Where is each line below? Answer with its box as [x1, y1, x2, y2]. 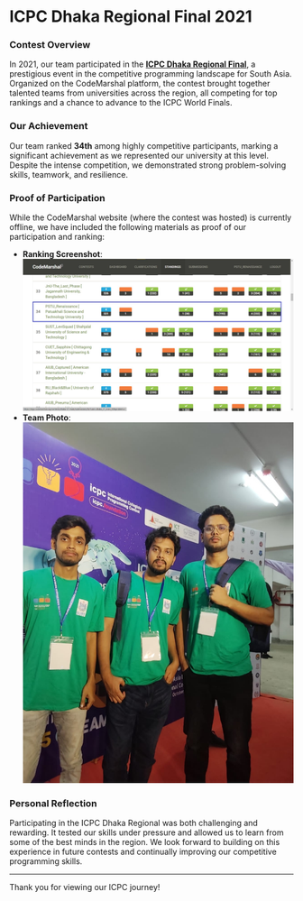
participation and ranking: [9, 232, 106, 243]
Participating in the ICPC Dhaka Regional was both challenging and [9, 817, 259, 828]
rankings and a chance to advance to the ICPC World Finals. [9, 97, 233, 108]
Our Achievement [9, 120, 88, 133]
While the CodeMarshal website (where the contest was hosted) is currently [9, 212, 292, 223]
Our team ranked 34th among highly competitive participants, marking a [9, 140, 279, 151]
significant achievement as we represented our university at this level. [9, 150, 269, 161]
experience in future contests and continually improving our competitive [9, 846, 277, 857]
